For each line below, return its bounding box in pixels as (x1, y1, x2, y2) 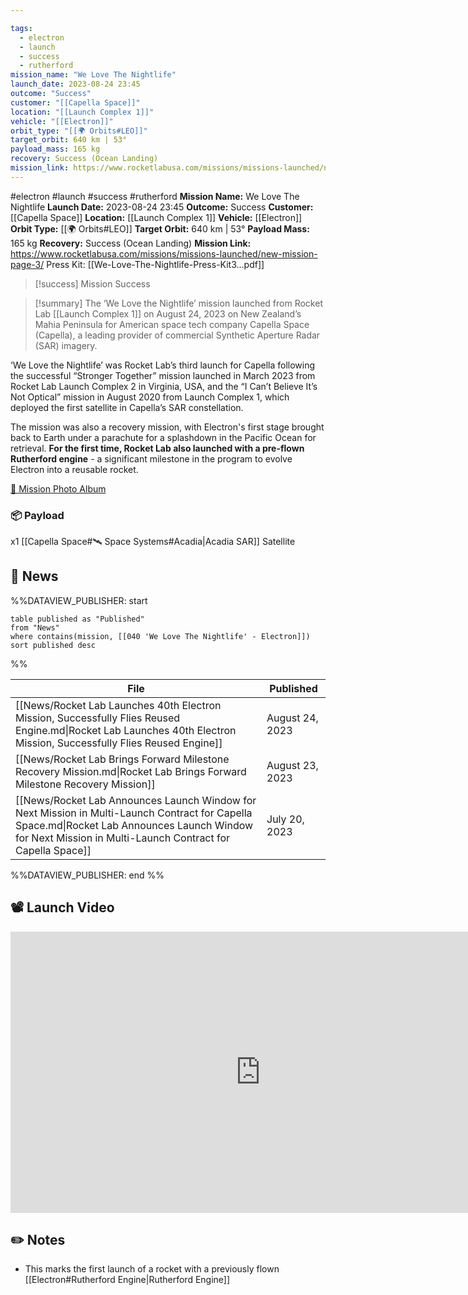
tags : (10, 23, 33, 33)
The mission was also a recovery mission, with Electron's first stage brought (10, 421, 325, 433)
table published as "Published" (10, 614, 145, 624)
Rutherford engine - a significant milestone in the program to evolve (10, 452, 293, 465)
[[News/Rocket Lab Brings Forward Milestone (15, 752, 230, 766)
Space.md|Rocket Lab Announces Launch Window (15, 818, 254, 832)
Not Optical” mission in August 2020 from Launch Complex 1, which (10, 391, 290, 403)
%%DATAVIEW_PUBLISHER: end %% (10, 869, 165, 881)
